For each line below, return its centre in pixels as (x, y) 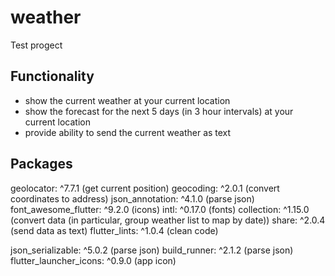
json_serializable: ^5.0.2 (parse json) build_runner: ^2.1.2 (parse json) (152, 250)
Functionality (52, 76)
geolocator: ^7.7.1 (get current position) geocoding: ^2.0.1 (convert (145, 188)
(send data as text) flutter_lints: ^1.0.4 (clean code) (114, 230)
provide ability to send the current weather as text (128, 132)
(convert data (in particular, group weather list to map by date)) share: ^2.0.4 (168, 220)
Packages (41, 164)
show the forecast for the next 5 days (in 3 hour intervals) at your (159, 111)
